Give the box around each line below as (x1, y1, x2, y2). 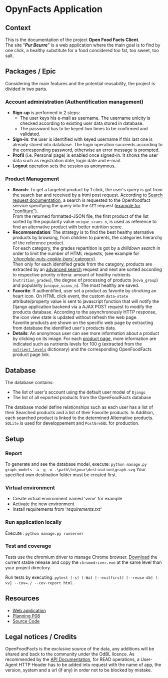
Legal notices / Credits (5, 632, 77, 641)
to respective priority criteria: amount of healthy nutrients (12, 272, 131, 278)
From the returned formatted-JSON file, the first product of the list (12, 213, 149, 219)
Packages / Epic (5, 67, 56, 76)
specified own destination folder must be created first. (5, 472, 117, 478)
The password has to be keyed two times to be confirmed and (19, 126, 148, 132)
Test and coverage (5, 542, 51, 549)
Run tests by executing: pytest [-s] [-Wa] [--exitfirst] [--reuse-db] (5, 574, 153, 580)
